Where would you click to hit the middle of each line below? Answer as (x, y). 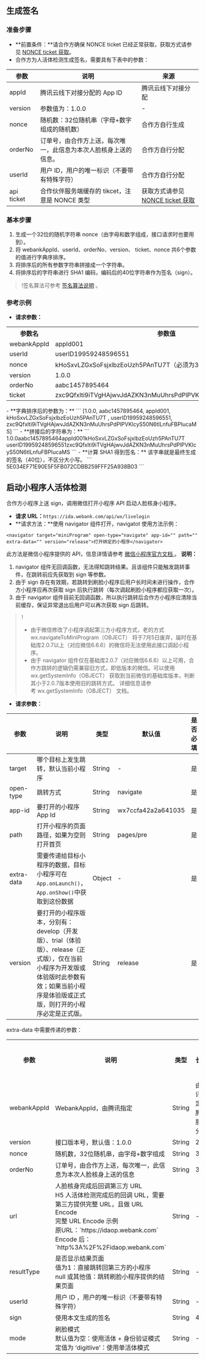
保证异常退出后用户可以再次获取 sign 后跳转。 (94, 605)
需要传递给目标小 (61, 856)
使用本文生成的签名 (83, 1318)
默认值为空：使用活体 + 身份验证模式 (108, 1339)
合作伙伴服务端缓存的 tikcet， (82, 191)
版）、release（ (58, 949)
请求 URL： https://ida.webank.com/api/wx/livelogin (82, 516)
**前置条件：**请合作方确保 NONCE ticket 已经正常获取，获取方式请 (101, 44)
